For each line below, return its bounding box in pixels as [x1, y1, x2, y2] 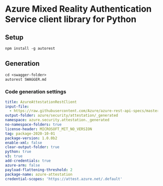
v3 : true [5, 154, 23, 159]
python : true [5, 149, 32, 154]
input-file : [5, 104, 29, 109]
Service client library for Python [5, 14, 137, 25]
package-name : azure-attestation [5, 172, 73, 177]
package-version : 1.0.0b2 [5, 135, 57, 141]
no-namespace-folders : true [5, 122, 62, 127]
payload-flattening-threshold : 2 [5, 167, 73, 172]
